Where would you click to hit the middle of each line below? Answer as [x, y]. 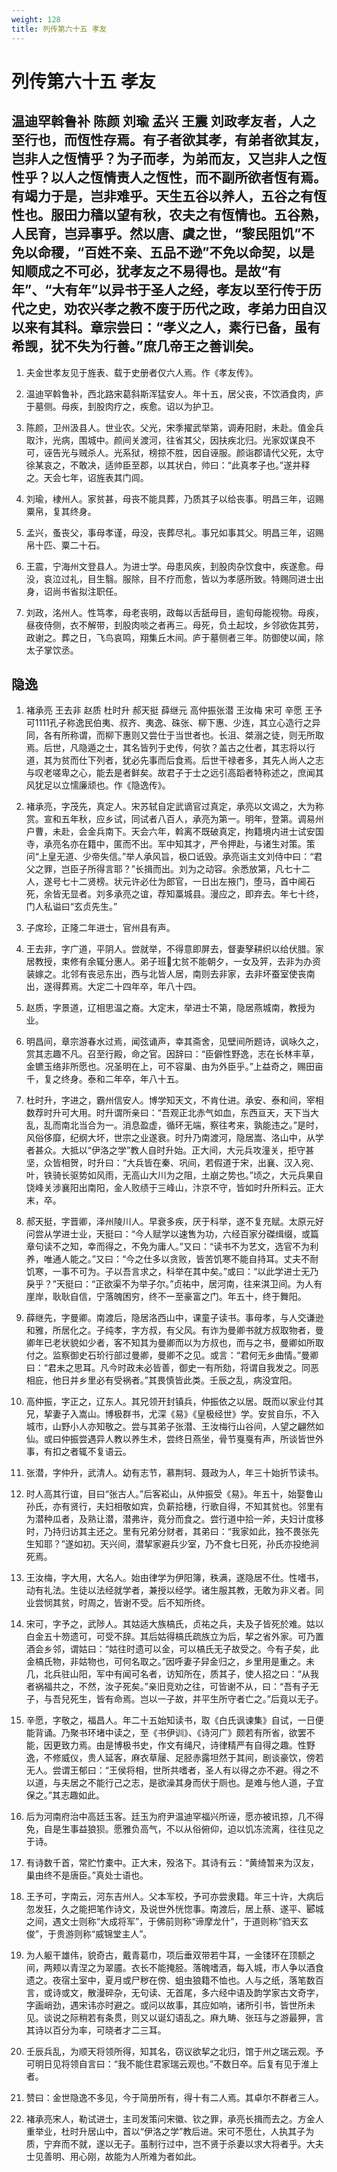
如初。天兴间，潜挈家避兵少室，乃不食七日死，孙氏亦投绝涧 [196, 1544]
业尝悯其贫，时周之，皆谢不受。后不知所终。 [118, 1603]
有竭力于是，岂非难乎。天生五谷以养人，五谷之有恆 [169, 196]
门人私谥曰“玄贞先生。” [71, 907]
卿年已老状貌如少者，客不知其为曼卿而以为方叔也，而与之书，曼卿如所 [170, 1343]
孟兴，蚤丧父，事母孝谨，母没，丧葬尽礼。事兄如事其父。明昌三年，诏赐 [174, 532]
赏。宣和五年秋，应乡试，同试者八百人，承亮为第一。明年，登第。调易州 [174, 819]
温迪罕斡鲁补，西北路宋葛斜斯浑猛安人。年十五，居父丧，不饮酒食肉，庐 [174, 393]
